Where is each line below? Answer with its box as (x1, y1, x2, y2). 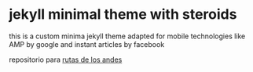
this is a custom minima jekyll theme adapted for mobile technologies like (9, 31, 246, 41)
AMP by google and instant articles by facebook (9, 39, 165, 49)
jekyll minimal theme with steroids (9, 5, 237, 23)
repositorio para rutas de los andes (9, 55, 123, 64)
